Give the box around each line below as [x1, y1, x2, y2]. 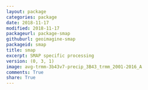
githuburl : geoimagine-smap [6, 36, 76, 42]
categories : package [6, 14, 58, 20]
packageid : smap [6, 42, 46, 48]
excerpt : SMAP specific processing [6, 53, 95, 59]
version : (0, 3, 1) [6, 58, 55, 64]
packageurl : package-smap [6, 31, 70, 37]
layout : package [6, 8, 46, 15]
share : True [6, 75, 36, 81]
